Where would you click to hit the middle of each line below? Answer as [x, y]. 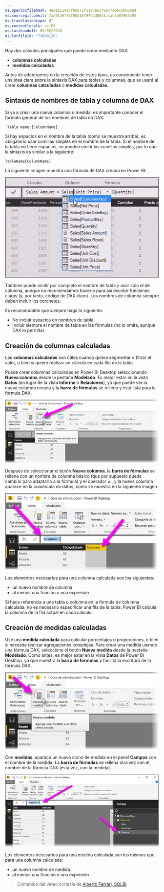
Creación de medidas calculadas [56, 628]
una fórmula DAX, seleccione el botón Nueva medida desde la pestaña [76, 650]
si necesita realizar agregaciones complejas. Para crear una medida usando [81, 645]
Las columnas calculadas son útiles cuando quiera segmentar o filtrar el [78, 357]
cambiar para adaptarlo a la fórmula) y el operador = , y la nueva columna [79, 481]
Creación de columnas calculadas [58, 346]
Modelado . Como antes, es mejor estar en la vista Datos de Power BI [75, 655]
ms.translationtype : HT [29, 21]
